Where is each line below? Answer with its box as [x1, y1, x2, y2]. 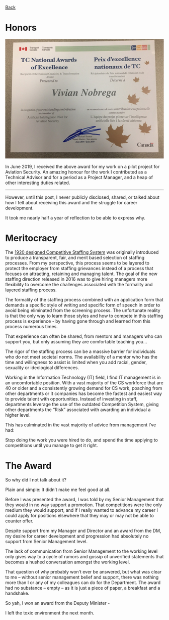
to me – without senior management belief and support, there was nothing [5, 574, 159, 580]
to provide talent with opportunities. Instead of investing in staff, [5, 395, 138, 402]
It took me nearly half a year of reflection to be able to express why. [5, 214, 146, 220]
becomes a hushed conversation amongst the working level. [5, 559, 130, 565]
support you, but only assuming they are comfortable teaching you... [5, 338, 147, 344]
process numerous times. [5, 323, 58, 329]
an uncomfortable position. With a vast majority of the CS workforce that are [5, 379, 163, 386]
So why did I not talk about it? [5, 476, 67, 482]
